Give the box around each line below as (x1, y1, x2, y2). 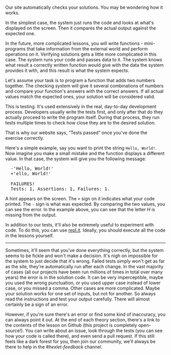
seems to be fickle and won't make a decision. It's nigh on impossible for (5, 252, 158, 259)
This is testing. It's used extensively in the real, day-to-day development (5, 104, 157, 109)
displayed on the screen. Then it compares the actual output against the (5, 25, 156, 31)
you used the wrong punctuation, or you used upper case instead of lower (5, 280, 161, 286)
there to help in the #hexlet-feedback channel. (5, 344, 103, 350)
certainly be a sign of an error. (5, 301, 69, 308)
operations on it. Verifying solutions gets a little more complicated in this (5, 51, 157, 57)
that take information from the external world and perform (26, 46, 148, 52)
